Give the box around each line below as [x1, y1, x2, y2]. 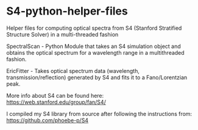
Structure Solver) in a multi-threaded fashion [6, 30, 119, 38]
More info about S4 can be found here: [6, 92, 104, 99]
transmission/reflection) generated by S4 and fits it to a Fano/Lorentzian [6, 74, 188, 81]
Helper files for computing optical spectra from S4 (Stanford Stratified [6, 24, 182, 32]
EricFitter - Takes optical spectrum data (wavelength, [6, 67, 140, 74]
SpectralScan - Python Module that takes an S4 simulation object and [6, 43, 181, 50]
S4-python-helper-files [6, 4, 128, 18]
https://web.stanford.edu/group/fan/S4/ [6, 98, 107, 106]
